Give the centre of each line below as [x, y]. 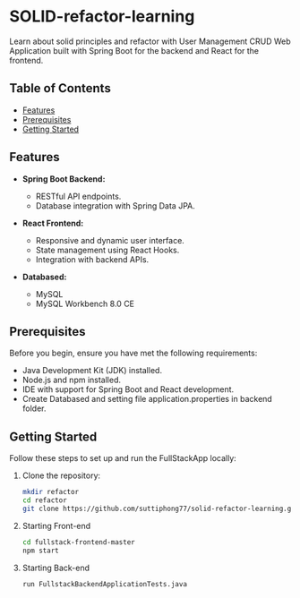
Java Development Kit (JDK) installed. [92, 371]
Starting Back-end [56, 568]
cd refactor [44, 500]
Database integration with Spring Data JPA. [115, 205]
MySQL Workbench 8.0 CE [85, 303]
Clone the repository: [61, 475]
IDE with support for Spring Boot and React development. [128, 389]
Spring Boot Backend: [64, 179]
